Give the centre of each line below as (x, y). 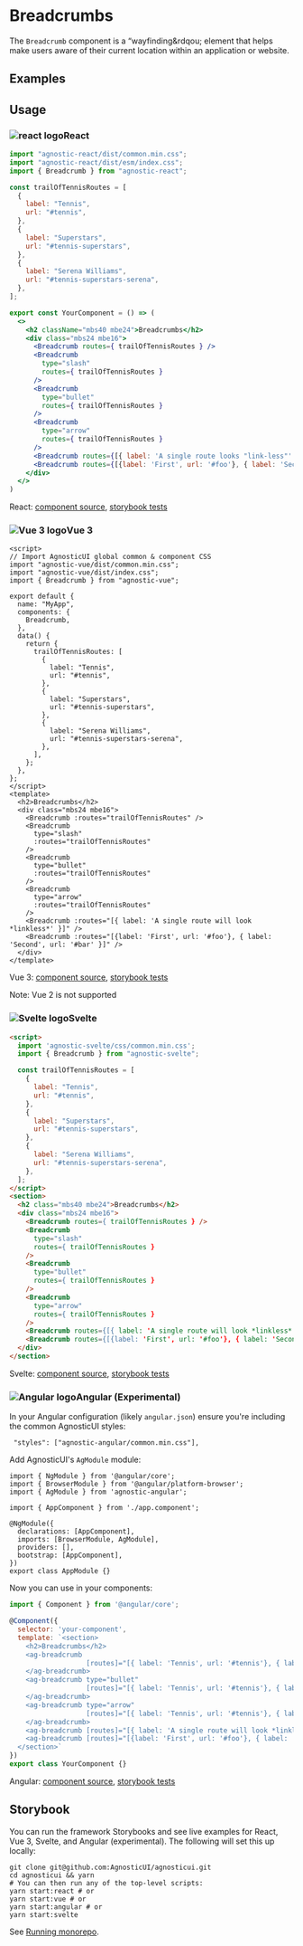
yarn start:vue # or (48, 1899)
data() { (34, 636)
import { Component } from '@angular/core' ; (94, 1605)
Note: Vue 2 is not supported (63, 995)
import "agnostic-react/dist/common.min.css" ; (98, 155)
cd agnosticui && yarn (52, 1875)
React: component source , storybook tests (89, 507)
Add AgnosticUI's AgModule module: (75, 1460)
